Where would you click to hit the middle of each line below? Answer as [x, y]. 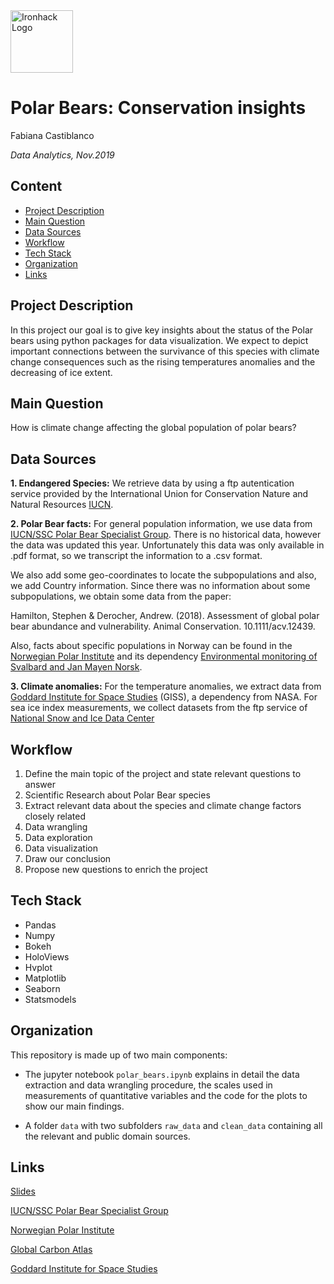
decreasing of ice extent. [61, 372]
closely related [55, 816]
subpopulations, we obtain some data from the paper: [121, 596]
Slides [23, 1191]
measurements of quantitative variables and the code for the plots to [166, 1095]
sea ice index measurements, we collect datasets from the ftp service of [159, 708]
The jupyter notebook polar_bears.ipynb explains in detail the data [162, 1074]
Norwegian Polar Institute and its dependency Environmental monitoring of [164, 656]
